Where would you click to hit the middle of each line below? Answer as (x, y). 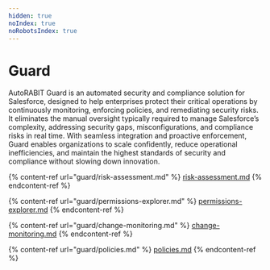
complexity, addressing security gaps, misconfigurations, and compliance (131, 127)
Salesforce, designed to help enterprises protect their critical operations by (133, 102)
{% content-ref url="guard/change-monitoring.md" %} (99, 226)
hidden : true (30, 16)
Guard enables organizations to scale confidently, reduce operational (123, 144)
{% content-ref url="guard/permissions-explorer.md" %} (103, 201)
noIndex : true (32, 23)
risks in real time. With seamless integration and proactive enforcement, (128, 136)
